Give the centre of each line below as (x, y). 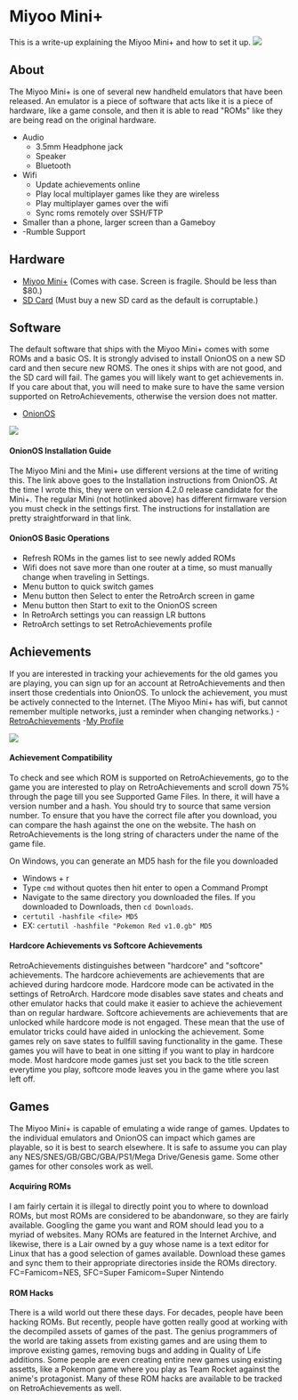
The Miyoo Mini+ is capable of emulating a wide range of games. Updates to (149, 1128)
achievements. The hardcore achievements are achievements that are (137, 975)
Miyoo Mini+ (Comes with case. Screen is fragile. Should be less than (149, 281)
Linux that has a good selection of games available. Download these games (148, 1254)
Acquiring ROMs (40, 1187)
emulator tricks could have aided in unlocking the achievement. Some (137, 1032)
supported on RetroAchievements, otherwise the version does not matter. (144, 397)
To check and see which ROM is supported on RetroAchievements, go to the (149, 777)
